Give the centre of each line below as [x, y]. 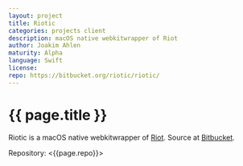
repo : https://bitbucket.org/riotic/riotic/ [84, 75]
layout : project [35, 16]
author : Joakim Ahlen [45, 46]
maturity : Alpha [35, 53]
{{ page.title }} [58, 115]
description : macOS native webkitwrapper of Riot [93, 38]
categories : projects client [57, 30]
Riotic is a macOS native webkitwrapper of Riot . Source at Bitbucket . [121, 137]
